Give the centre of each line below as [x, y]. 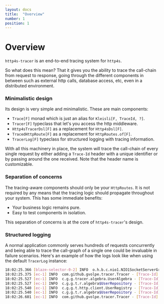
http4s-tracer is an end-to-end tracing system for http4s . [63, 61]
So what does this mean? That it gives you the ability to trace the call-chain [81, 70]
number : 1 [15, 19]
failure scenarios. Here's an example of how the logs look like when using [79, 256]
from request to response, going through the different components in [74, 76]
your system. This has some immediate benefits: [54, 198]
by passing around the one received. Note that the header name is [72, 159]
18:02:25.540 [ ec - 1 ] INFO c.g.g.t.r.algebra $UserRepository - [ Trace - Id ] [83, 293]
